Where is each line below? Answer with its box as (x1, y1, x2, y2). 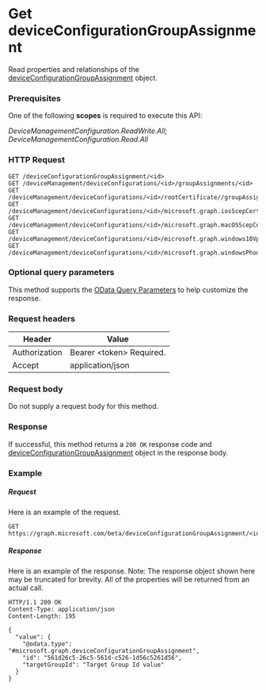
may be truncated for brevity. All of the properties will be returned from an (8, 574, 250, 584)
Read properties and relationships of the (8, 64, 140, 74)
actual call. (8, 583, 44, 593)
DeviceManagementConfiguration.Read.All (8, 135, 149, 144)
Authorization (12, 347, 63, 358)
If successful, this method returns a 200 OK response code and (8, 439, 212, 448)
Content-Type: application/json (8, 605, 115, 613)
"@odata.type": (22, 639, 73, 648)
